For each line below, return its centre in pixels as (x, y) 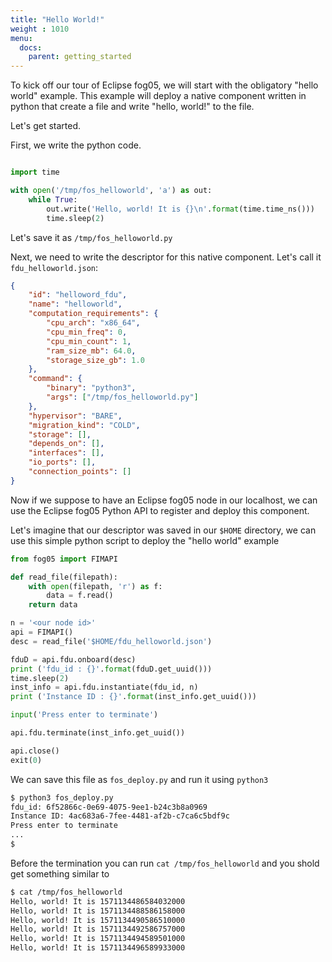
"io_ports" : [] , (62, 462)
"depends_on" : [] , (66, 444)
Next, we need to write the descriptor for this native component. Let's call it (166, 257)
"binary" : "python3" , (91, 388)
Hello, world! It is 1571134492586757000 (98, 929)
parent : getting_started (80, 57)
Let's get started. (46, 126)
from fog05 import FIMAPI (64, 559)
